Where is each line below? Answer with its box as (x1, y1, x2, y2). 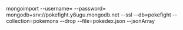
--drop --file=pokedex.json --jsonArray (59, 18, 155, 24)
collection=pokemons (6, 18, 59, 24)
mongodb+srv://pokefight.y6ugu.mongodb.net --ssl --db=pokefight (6, 11, 172, 18)
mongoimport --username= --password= (6, 5, 107, 12)
